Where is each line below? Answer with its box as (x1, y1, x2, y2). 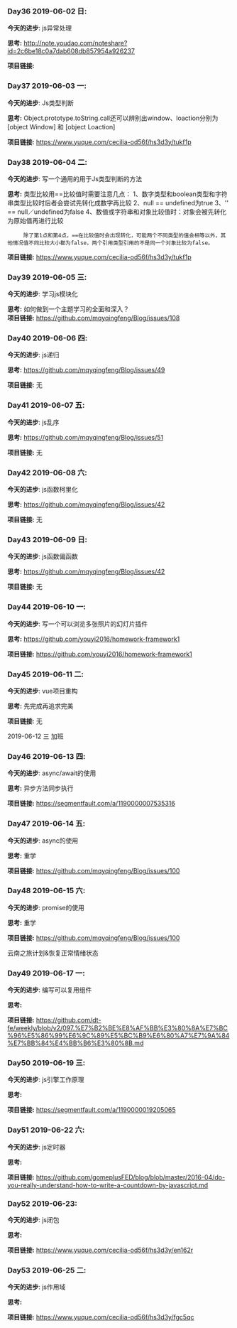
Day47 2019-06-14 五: (7, 819, 86, 828)
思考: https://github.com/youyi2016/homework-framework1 (7, 635, 180, 643)
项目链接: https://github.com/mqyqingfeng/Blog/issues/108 (7, 314, 180, 323)
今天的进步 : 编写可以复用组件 (7, 986, 92, 994)
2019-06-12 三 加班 (7, 732, 64, 740)
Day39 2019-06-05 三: (7, 272, 87, 282)
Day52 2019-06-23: (7, 1199, 78, 1209)
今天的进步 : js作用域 (7, 1283, 66, 1291)
